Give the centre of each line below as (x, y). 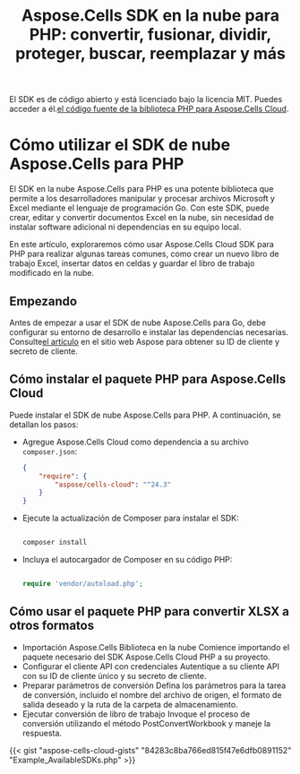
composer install (55, 543)
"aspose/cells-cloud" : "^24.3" (113, 485)
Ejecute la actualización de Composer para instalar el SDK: (130, 518)
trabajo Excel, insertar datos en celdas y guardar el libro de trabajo (132, 263)
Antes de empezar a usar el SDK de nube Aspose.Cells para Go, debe (138, 322)
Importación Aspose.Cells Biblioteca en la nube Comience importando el (156, 647)
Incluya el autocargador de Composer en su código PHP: (127, 559)
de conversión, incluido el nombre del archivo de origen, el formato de (152, 694)
